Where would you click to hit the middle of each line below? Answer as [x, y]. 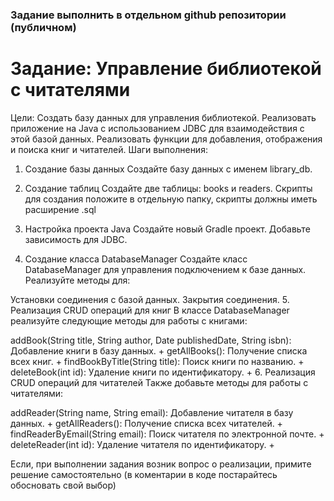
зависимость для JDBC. [76, 239]
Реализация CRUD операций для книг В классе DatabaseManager [150, 310]
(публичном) [43, 27]
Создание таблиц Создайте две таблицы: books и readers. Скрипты [168, 188]
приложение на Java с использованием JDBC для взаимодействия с [157, 128]
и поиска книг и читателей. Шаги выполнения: [109, 149]
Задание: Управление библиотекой [166, 69]
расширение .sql [60, 209]
